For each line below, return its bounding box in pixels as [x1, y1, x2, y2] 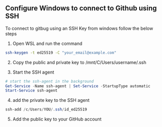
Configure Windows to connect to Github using [5, 4, 157, 13]
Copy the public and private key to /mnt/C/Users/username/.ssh [12, 59, 147, 65]
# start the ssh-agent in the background [5, 79, 94, 84]
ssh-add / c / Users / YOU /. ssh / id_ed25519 [5, 107, 87, 112]
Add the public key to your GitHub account [12, 116, 102, 122]
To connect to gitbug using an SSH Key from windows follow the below [5, 25, 153, 31]
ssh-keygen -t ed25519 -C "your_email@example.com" [5, 50, 116, 55]
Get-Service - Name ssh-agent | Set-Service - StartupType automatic [5, 83, 151, 89]
